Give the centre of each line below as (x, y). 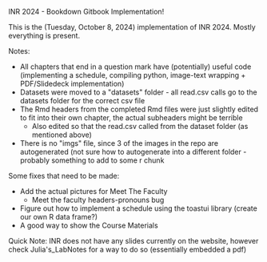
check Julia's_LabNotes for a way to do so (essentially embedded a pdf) (128, 249)
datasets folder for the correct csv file (82, 101)
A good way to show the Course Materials (89, 225)
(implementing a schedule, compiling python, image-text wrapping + (133, 75)
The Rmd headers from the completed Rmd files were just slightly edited (139, 109)
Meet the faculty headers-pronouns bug (98, 200)
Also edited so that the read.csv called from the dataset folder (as (140, 126)
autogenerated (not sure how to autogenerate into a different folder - (133, 152)
